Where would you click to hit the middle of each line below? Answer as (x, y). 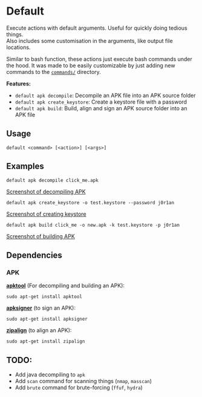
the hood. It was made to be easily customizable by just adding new (91, 65)
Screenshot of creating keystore (46, 214)
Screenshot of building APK (41, 236)
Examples (25, 166)
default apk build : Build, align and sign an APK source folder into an (101, 108)
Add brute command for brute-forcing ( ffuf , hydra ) (79, 388)
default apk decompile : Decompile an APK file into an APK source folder (105, 95)
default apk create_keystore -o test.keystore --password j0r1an (90, 202)
